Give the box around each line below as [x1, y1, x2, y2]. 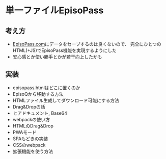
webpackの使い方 [12, 116, 50, 122]
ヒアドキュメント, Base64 [12, 110, 68, 116]
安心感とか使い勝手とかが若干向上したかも [12, 54, 102, 60]
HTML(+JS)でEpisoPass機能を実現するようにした [12, 47, 117, 54]
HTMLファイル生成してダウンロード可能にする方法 [12, 97, 120, 103]
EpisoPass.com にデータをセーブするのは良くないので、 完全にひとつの [12, 41, 161, 47]
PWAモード [12, 129, 37, 135]
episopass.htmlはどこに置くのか [12, 85, 80, 91]
